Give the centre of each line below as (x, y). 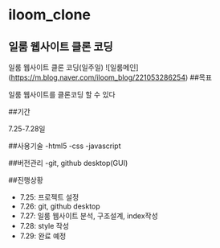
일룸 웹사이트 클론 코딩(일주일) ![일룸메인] (73, 67)
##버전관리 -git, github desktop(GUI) (68, 163)
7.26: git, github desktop (60, 206)
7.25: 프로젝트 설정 (49, 197)
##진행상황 (26, 180)
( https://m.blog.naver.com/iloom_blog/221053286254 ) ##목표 (110, 77)
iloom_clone (49, 15)
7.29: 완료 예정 (43, 236)
